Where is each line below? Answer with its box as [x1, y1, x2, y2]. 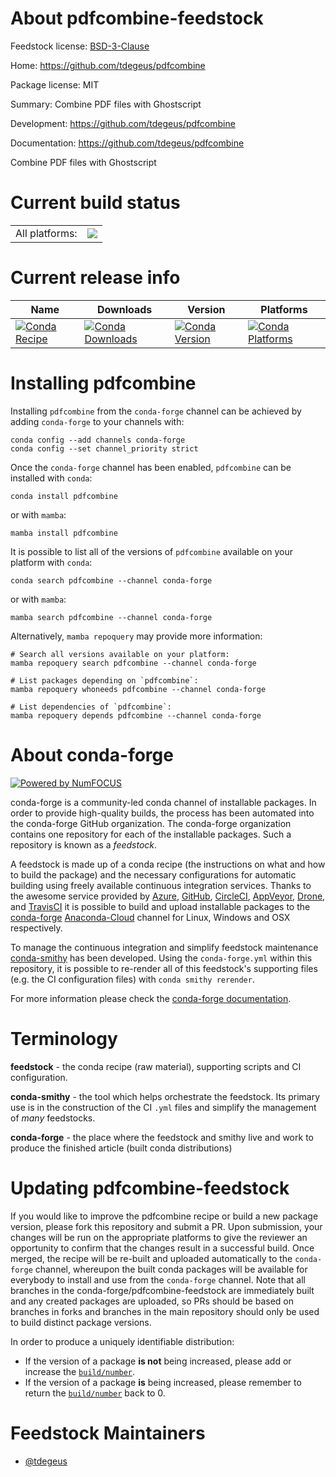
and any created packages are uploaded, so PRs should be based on [10, 1295, 294, 1307]
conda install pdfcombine [10, 491, 118, 501]
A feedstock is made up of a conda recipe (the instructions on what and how [10, 858, 326, 870]
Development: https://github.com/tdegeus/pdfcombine [10, 117, 236, 129]
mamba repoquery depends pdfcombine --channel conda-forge [10, 710, 262, 721]
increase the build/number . [24, 1365, 136, 1377]
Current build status [10, 192, 181, 214]
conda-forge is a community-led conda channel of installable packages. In [10, 796, 317, 808]
